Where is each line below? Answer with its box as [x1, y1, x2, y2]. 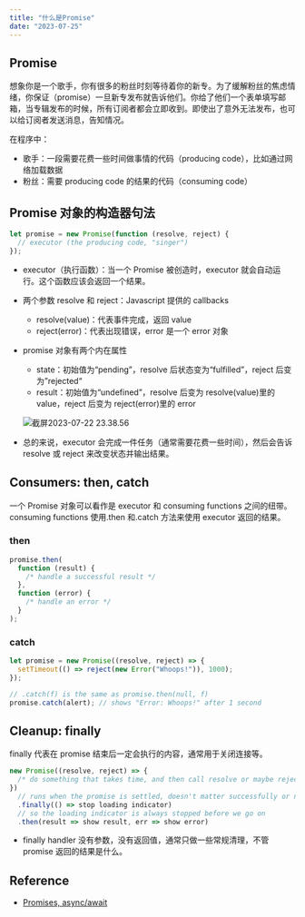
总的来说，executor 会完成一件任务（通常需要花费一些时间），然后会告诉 [22, 437, 293, 448]
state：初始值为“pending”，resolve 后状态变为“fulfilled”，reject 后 [35, 364, 284, 375]
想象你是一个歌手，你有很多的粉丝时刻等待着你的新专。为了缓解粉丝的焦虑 [9, 81, 288, 92]
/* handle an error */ [25, 597, 112, 606]
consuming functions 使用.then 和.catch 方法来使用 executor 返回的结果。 [9, 511, 286, 522]
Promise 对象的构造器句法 [9, 205, 156, 221]
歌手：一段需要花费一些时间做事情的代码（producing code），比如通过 [22, 153, 285, 164]
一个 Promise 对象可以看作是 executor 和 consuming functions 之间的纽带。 [9, 500, 292, 511]
